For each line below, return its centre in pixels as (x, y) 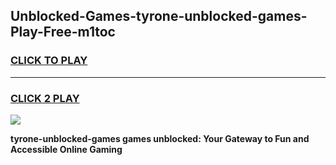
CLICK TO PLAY (49, 61)
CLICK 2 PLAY (45, 98)
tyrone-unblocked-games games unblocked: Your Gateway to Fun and (160, 138)
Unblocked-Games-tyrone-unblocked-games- (159, 16)
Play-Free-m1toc (63, 32)
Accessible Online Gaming (66, 149)
